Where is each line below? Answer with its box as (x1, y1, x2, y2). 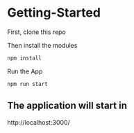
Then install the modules (7, 41, 78, 49)
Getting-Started (7, 5, 101, 21)
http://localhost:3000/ (7, 118, 71, 126)
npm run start (7, 80, 49, 87)
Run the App (7, 67, 43, 76)
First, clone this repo (7, 28, 66, 36)
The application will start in (7, 100, 127, 112)
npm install (7, 54, 42, 62)
